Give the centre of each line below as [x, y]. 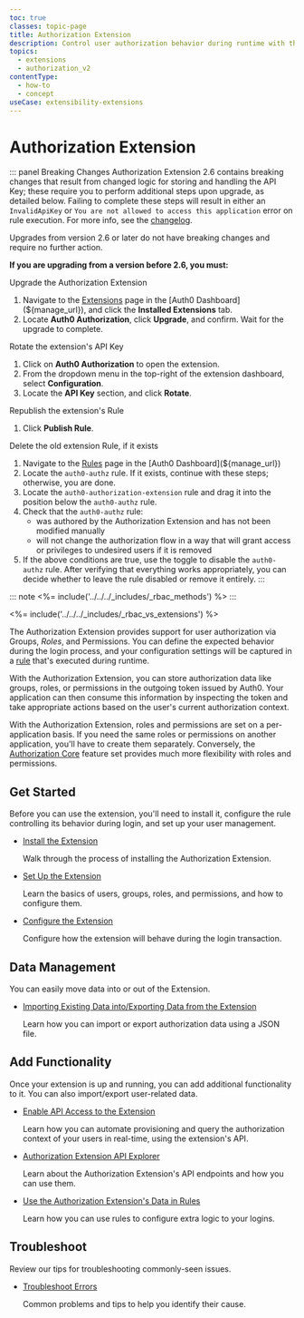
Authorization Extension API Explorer [91, 1156]
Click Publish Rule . [58, 428]
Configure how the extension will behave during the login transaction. [152, 939]
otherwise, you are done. [69, 483]
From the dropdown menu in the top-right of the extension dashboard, [153, 374]
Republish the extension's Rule [67, 411]
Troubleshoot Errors [60, 1286]
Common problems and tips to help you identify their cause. [134, 1303]
